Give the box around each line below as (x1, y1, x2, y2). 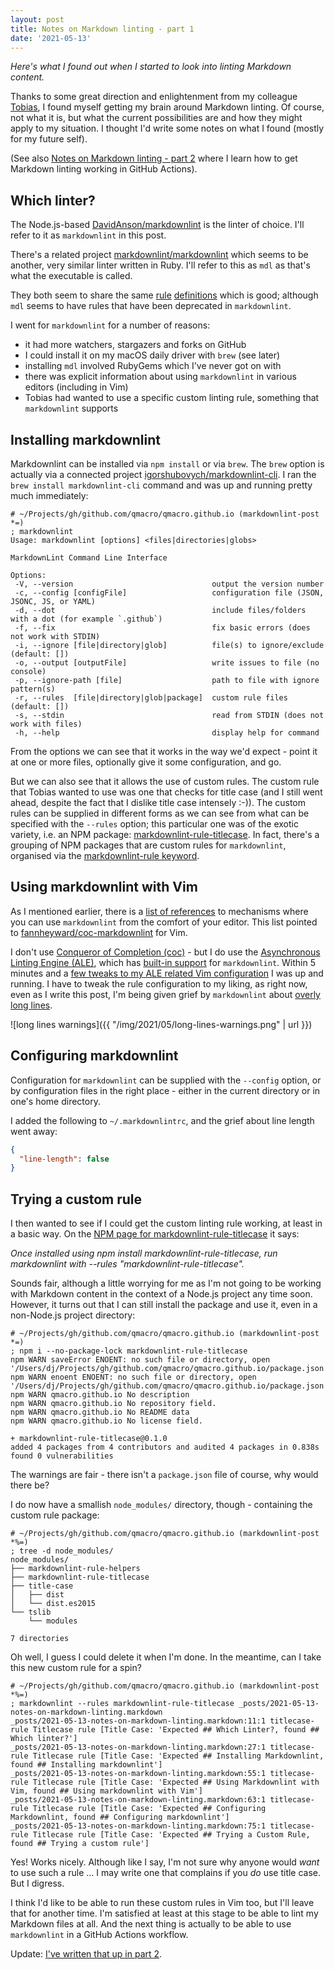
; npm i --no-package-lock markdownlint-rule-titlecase (10, 1346, 248, 1356)
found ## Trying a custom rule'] (10, 1839, 150, 1849)
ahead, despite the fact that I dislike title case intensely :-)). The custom (10, 797, 307, 808)
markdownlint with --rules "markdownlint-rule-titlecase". (10, 1258, 245, 1270)
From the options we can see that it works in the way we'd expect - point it (10, 746, 318, 757)
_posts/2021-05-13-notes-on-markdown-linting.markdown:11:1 (10, 1716, 267, 1726)
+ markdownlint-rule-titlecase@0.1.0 (10, 1434, 168, 1444)
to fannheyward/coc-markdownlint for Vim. (10, 926, 188, 938)
